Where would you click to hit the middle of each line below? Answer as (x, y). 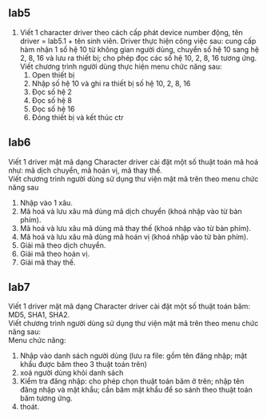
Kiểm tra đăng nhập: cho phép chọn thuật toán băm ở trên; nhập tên (132, 381)
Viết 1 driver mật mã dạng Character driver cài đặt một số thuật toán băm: (129, 306)
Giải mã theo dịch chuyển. (63, 245)
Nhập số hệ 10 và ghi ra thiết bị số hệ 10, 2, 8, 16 (111, 83)
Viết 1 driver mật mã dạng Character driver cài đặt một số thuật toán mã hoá (133, 161)
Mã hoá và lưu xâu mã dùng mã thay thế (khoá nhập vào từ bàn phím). (135, 228)
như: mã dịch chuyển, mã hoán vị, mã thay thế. (85, 170)
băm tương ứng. (46, 398)
